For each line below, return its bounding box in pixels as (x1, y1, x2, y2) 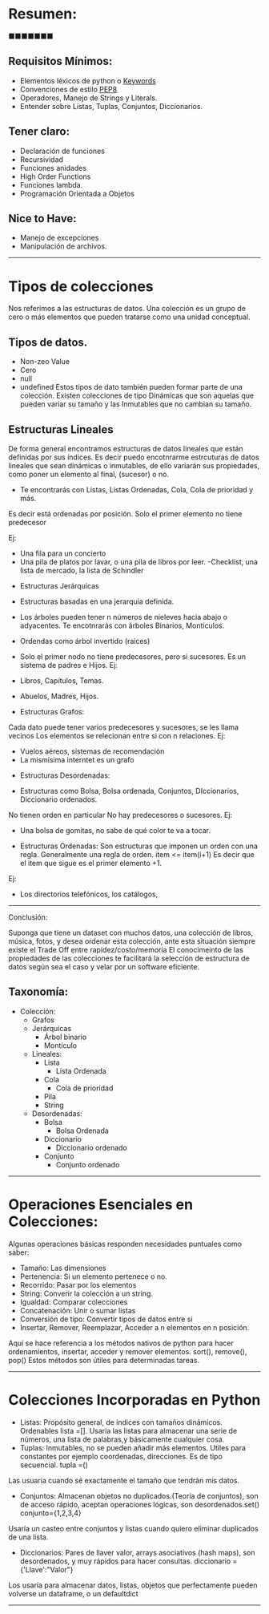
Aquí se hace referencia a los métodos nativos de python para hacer (8, 1338, 234, 1348)
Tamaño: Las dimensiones (19, 1263, 106, 1272)
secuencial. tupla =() (19, 1460, 88, 1470)
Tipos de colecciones (8, 277, 154, 295)
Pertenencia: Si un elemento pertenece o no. (19, 1272, 168, 1281)
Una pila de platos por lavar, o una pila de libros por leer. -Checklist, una (19, 556, 259, 566)
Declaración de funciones (19, 146, 106, 156)
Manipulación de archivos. (19, 241, 107, 251)
